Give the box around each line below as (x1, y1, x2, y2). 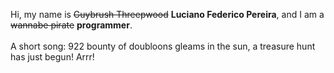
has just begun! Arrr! (10, 51, 95, 63)
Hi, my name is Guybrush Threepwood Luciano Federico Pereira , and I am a (10, 9, 325, 20)
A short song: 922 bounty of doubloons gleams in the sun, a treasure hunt (10, 40, 316, 52)
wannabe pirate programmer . (10, 19, 133, 31)
